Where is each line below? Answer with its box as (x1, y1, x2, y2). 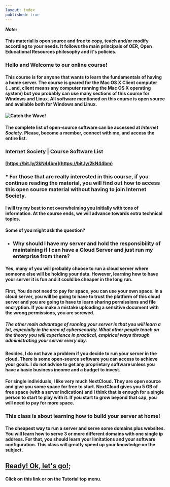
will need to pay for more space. (5, 400, 75, 406)
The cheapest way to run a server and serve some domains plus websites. (5, 425, 165, 431)
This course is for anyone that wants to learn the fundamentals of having (5, 74, 162, 80)
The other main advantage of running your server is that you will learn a (5, 321, 161, 328)
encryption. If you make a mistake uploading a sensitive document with (5, 304, 159, 310)
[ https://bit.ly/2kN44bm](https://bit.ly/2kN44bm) (5, 160, 113, 167)
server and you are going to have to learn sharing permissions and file (5, 299, 156, 305)
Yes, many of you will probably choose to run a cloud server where (5, 265, 149, 272)
